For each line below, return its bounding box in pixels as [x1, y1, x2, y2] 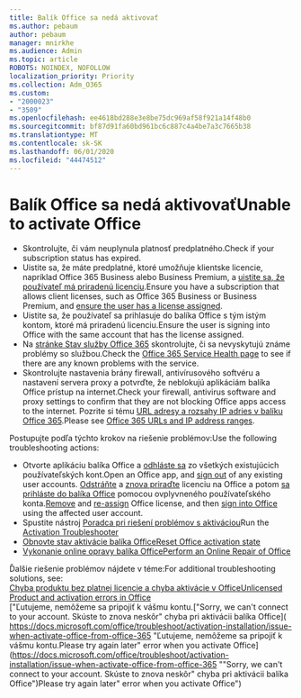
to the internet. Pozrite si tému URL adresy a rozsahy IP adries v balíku [22, 406, 283, 417]
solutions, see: [9, 573, 64, 584]
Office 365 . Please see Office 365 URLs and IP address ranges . [22, 415, 255, 426]
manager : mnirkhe [9, 38, 75, 48]
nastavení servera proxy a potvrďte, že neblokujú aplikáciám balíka [22, 377, 271, 388]
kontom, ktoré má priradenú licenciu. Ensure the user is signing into [22, 320, 270, 331]
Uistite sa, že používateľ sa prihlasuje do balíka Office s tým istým [22, 310, 267, 321]
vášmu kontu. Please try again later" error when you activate [9, 640, 232, 651]
